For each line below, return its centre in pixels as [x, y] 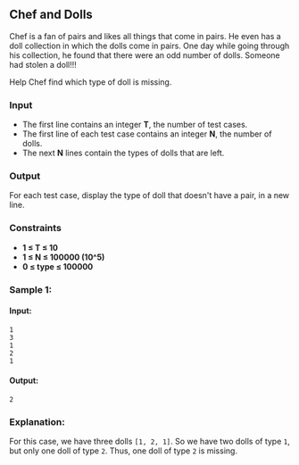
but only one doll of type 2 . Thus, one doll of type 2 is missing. [124, 451]
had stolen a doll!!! [43, 64]
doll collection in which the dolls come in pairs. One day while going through [149, 46]
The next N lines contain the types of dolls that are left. [123, 153]
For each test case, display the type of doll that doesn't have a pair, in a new [149, 195]
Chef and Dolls [51, 15]
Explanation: [37, 421]
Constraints [36, 228]
